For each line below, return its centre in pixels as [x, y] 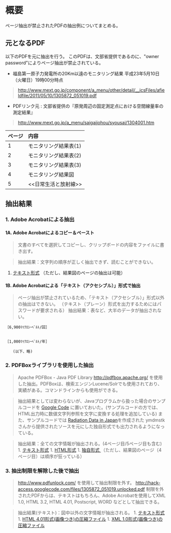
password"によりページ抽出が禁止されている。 [54, 63]
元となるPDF [25, 43]
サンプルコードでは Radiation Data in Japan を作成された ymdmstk [96, 420]
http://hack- [148, 483]
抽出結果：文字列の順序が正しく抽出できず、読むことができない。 [87, 262]
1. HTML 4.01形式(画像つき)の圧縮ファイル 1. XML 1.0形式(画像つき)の [90, 519]
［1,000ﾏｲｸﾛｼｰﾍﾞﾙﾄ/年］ [27, 342]
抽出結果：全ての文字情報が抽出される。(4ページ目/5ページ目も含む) [90, 443]
